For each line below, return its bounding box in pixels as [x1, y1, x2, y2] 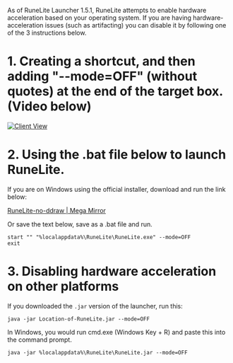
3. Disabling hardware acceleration [7, 263, 217, 280]
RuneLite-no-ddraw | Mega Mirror [7, 206, 106, 214]
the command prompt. [7, 335, 72, 344]
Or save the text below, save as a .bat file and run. [7, 219, 153, 229]
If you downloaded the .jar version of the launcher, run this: [7, 301, 184, 310]
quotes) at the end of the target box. [7, 83, 224, 100]
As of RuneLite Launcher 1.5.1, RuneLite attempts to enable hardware [7, 6, 207, 14]
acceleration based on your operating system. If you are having [7, 13, 192, 22]
